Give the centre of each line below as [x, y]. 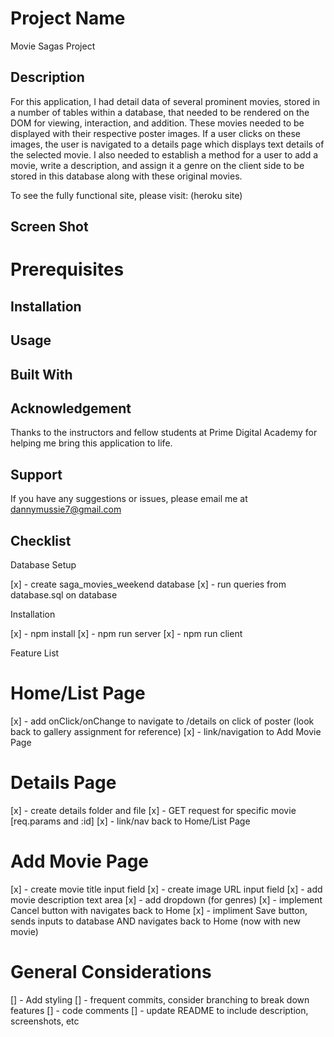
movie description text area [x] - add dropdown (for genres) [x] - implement [166, 899]
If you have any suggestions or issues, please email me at [129, 499]
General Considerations [111, 971]
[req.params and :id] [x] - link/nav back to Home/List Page [130, 821]
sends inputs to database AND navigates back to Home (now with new [155, 921]
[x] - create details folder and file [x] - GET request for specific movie [153, 810]
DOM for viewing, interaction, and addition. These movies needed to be [157, 123]
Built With [41, 374]
